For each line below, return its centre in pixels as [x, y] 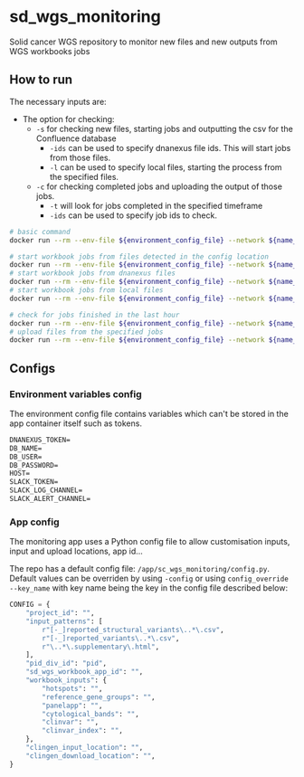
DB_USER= [26, 457]
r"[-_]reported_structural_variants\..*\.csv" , [133, 630]
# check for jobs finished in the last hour [95, 315]
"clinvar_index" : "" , [83, 731]
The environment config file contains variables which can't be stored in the [149, 413]
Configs [33, 368]
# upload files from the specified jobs [87, 332]
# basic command [40, 232]
